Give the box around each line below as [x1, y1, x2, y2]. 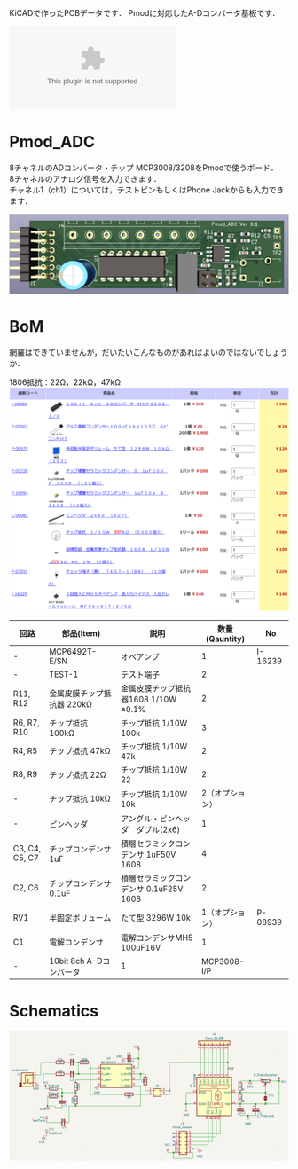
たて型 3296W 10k [121, 913, 191, 923]
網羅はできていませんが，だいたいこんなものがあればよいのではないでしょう [9, 347, 288, 357]
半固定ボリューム [48, 913, 112, 923]
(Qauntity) [205, 633, 246, 644]
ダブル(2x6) [136, 824, 181, 835]
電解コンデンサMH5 [121, 932, 193, 943]
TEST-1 [48, 669, 79, 679]
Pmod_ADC [9, 132, 96, 153]
